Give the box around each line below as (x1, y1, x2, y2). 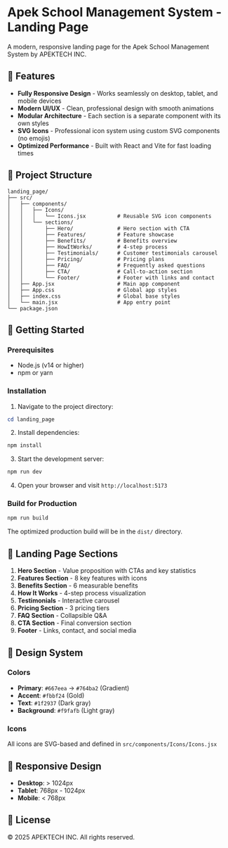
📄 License (7, 814, 51, 826)
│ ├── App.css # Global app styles (7, 286, 177, 293)
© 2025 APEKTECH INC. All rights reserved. (7, 833, 135, 841)
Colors (7, 668, 31, 678)
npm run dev (7, 469, 42, 476)
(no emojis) (17, 134, 51, 142)
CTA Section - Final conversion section (17, 619, 132, 627)
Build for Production (7, 499, 77, 509)
